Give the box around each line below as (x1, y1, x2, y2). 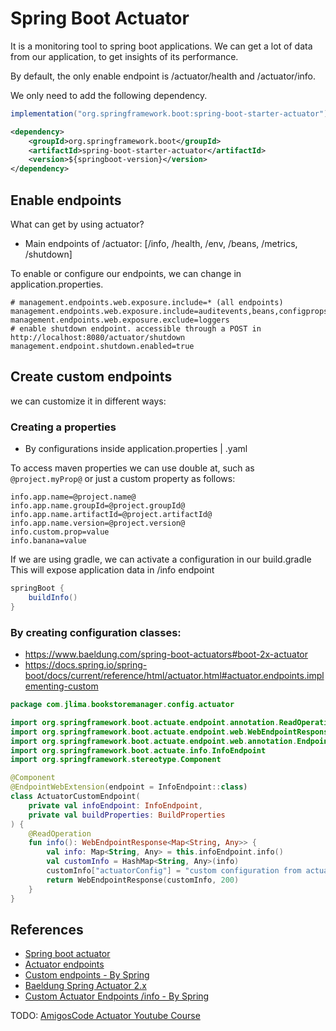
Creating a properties (10, 420, 117, 434)
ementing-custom (24, 680, 99, 692)
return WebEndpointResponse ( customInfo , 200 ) (46, 875, 240, 885)
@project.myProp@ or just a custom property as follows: (10, 473, 236, 485)
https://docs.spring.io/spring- (24, 659, 148, 671)
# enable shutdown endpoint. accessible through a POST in (10, 324, 262, 334)
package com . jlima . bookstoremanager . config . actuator (10, 700, 235, 710)
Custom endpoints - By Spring (24, 969, 150, 981)
